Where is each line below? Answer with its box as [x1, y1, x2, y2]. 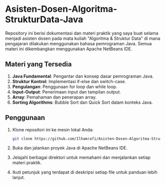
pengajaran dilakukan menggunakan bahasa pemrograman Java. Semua [5, 40, 152, 46]
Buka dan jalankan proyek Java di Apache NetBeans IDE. [12, 145, 128, 151]
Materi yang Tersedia [5, 60, 72, 68]
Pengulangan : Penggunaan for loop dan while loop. [12, 84, 117, 90]
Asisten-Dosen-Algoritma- [5, 3, 117, 15]
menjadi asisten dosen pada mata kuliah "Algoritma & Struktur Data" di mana [5, 35, 161, 41]
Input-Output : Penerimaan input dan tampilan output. [12, 89, 121, 94]
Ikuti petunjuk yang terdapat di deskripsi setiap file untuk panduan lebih [12, 169, 158, 175]
